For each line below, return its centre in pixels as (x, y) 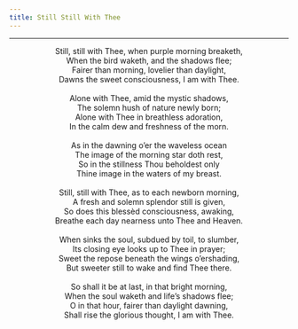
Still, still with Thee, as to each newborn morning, (149, 192)
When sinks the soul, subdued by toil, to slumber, (149, 239)
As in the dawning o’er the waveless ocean (149, 145)
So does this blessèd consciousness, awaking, (149, 211)
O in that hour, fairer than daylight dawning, (149, 305)
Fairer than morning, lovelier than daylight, (149, 70)
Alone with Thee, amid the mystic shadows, (149, 98)
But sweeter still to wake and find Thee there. (149, 268)
